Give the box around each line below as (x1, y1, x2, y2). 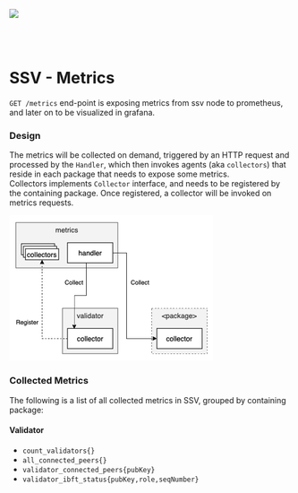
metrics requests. (9, 197, 74, 208)
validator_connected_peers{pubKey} (21, 465, 156, 474)
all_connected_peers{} (21, 455, 107, 465)
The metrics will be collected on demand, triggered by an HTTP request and (9, 150, 290, 160)
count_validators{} (21, 446, 96, 455)
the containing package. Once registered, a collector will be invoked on (9, 188, 272, 199)
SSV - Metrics (9, 68, 115, 89)
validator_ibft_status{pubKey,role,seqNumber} (21, 475, 200, 484)
